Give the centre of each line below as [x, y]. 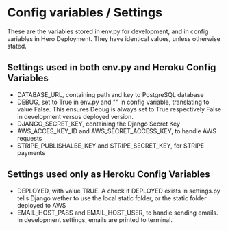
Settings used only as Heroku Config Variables [109, 175]
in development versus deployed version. [75, 116]
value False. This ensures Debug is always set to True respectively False [119, 109]
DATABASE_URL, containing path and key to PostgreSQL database [110, 94]
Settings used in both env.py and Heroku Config [112, 67]
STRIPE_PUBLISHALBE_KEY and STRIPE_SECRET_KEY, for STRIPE [111, 146]
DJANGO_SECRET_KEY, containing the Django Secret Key [98, 124]
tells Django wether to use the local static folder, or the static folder [112, 198]
